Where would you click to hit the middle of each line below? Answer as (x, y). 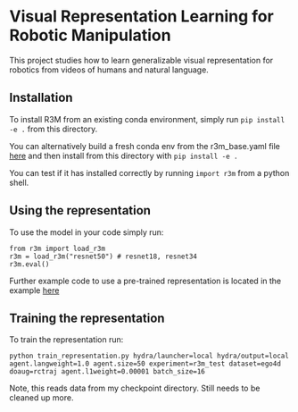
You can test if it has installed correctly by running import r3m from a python (149, 172)
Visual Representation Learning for (141, 17)
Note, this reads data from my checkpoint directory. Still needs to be (135, 388)
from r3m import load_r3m (57, 248)
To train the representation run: (66, 340)
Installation (41, 98)
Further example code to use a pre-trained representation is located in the (145, 281)
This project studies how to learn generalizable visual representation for (141, 60)
